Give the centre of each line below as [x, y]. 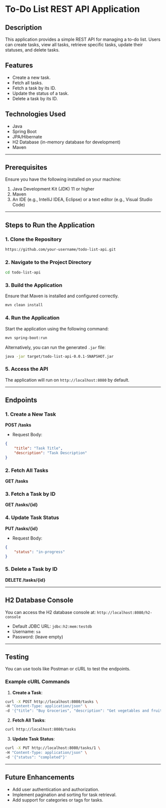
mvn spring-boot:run [26, 338]
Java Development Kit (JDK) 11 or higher [53, 189]
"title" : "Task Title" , [39, 448]
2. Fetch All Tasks [27, 470]
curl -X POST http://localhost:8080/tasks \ [52, 702]
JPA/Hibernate [27, 136]
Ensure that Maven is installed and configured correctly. [62, 296]
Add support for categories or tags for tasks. [58, 800]
